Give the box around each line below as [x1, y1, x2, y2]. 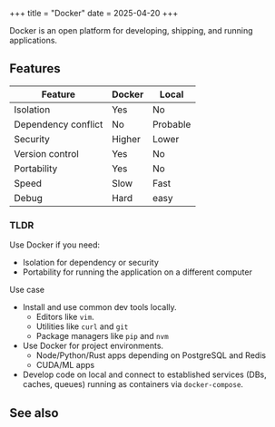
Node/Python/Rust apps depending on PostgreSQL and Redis [35, 350, 266, 361]
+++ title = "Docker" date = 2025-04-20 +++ [9, 8, 179, 18]
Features [9, 61, 61, 76]
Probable [152, 118, 192, 131]
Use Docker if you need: [9, 239, 101, 250]
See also [9, 405, 59, 421]
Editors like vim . [35, 312, 95, 323]
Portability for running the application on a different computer [22, 267, 252, 277]
